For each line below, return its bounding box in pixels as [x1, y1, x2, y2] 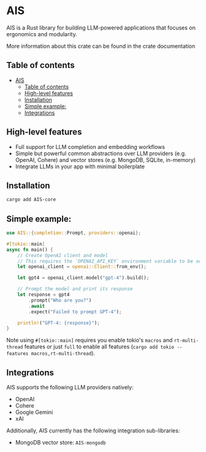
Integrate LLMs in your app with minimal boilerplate [15, 163, 145, 170]
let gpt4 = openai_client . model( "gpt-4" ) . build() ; [17, 275, 150, 281]
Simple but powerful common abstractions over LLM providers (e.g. [15, 150, 186, 157]
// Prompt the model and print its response [17, 286, 133, 292]
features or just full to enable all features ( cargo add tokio [24, 343, 175, 350]
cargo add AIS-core [6, 197, 56, 203]
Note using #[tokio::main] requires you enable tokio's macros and [6, 337, 173, 344]
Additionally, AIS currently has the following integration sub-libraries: [6, 427, 180, 434]
